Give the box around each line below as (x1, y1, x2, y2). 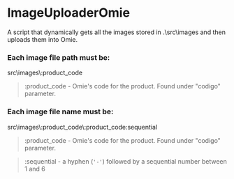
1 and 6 (24, 164, 45, 173)
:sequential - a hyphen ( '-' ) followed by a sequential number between (24, 157, 227, 165)
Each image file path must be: (7, 52, 110, 62)
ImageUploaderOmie (7, 5, 131, 21)
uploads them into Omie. (7, 35, 78, 43)
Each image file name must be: (7, 107, 114, 116)
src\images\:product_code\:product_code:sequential (7, 123, 158, 131)
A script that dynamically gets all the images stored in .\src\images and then (7, 28, 226, 36)
